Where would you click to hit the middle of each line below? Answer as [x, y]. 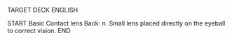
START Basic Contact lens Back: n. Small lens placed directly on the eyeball [116, 23]
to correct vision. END [39, 31]
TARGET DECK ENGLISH [43, 10]
